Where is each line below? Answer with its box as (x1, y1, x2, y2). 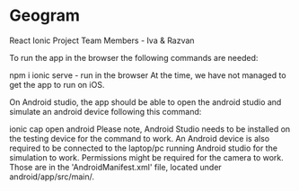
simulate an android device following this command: (9, 106, 202, 117)
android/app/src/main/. (9, 171, 94, 182)
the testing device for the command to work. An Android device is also (9, 133, 270, 143)
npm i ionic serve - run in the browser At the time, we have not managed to (9, 69, 286, 81)
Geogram (9, 5, 81, 26)
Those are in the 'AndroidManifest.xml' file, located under (9, 161, 222, 172)
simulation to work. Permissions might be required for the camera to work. (9, 152, 285, 162)
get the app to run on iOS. (9, 79, 105, 90)
